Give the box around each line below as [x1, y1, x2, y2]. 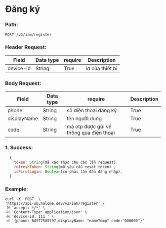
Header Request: [5, 44, 47, 50]
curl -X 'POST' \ [5, 197, 41, 202]
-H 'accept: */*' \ [5, 205, 45, 211]
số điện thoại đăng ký [66, 107, 117, 114]
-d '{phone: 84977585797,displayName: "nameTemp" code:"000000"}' [5, 219, 145, 224]
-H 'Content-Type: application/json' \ [5, 210, 87, 215]
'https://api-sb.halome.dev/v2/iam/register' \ [5, 201, 105, 206]
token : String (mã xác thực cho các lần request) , [14, 160, 119, 165]
